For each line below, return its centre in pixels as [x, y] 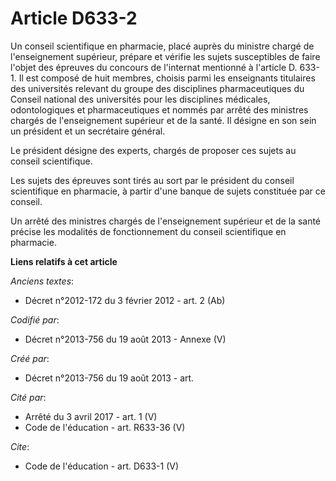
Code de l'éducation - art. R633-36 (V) [105, 427]
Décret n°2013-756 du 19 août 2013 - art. [109, 378]
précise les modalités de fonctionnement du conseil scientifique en [148, 231]
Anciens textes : [42, 281]
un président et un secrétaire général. [88, 131]
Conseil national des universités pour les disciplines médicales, [140, 99]
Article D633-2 [74, 18]
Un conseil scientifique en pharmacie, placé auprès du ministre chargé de [162, 46]
